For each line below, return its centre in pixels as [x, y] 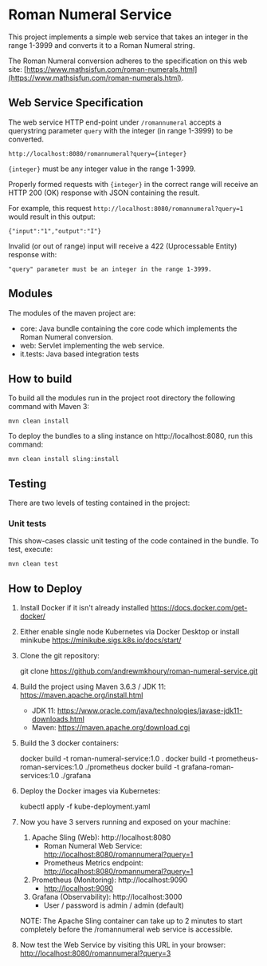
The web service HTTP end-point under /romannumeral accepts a [115, 122]
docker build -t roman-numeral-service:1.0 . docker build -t [117, 759]
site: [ [18, 69]
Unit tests [27, 523]
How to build [40, 378]
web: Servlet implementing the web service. [92, 345]
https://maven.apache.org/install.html [81, 695]
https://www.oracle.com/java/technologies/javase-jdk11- [150, 711]
